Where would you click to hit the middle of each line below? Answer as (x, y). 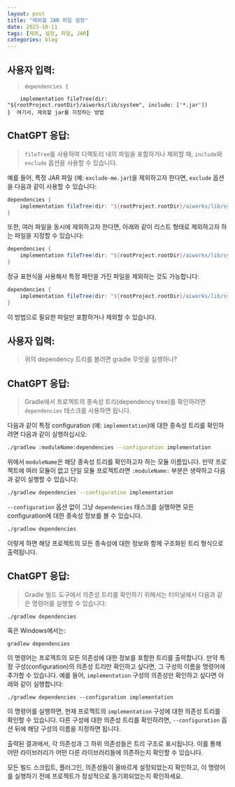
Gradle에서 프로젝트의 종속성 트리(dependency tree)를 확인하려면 (115, 402)
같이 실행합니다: (42, 684)
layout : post (26, 14)
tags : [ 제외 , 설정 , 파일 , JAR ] (48, 33)
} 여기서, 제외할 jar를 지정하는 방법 (56, 112)
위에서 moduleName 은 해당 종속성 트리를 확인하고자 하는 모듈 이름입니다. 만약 (111, 462)
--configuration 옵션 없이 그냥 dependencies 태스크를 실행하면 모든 (101, 507)
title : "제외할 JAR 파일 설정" (48, 20)
